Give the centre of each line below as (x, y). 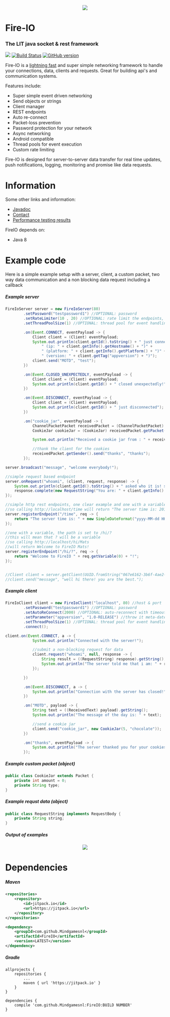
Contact (21, 215)
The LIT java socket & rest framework (52, 44)
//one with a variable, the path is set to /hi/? (59, 533)
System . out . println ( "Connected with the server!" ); (88, 640)
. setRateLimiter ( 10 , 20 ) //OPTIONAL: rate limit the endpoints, (94, 319)
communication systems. (31, 76)
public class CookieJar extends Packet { (50, 776)
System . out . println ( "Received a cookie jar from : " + (91, 440)
